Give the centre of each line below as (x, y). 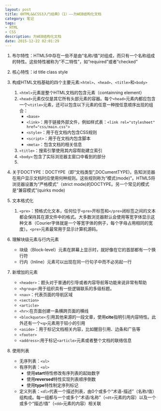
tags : (10, 23)
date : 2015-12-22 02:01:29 (32, 41)
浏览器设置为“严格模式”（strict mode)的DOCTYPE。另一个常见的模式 (81, 184)
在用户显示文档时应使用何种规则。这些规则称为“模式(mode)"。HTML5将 (84, 178)
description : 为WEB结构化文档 (33, 37)
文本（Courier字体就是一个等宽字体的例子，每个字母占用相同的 (86, 223)
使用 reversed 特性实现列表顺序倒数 (61, 379)
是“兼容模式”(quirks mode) (38, 190)
